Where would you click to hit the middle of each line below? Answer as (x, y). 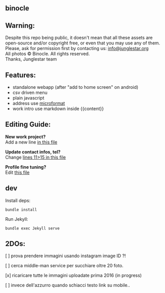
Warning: (20, 26)
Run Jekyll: (17, 219)
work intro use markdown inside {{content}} (58, 109)
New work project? (25, 136)
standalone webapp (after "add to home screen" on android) (75, 87)
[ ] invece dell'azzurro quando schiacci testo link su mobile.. (68, 285)
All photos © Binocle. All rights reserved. (47, 54)
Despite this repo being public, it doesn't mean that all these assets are (79, 38)
